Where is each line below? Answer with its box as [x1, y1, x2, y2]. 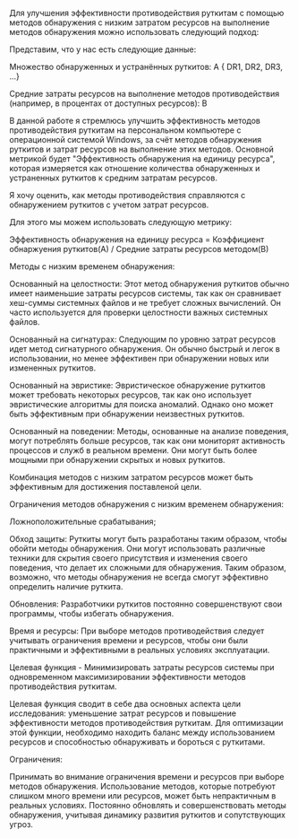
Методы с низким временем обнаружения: [9, 261, 175, 272]
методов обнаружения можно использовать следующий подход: [9, 27, 260, 37]
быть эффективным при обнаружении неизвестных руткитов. [9, 408, 245, 419]
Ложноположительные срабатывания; [9, 516, 157, 527]
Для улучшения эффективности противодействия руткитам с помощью [9, 8, 285, 18]
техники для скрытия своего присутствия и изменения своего [9, 553, 248, 563]
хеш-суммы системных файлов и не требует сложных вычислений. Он [9, 298, 282, 308]
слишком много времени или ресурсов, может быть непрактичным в [9, 790, 277, 801]
